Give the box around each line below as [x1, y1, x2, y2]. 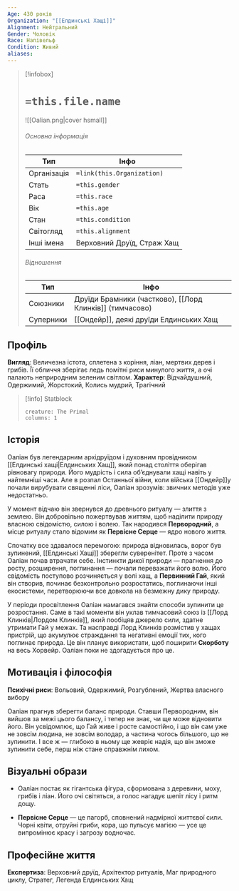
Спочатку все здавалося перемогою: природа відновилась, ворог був [7, 541, 222, 549]
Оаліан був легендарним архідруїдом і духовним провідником [7, 452, 198, 461]
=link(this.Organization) [75, 169, 164, 178]
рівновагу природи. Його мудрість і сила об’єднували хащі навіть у [7, 468, 212, 477]
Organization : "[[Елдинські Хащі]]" [7, 17, 116, 24]
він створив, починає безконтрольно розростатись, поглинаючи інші [7, 579, 218, 587]
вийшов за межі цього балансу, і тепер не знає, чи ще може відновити [7, 714, 222, 723]
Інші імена [28, 238, 64, 248]
